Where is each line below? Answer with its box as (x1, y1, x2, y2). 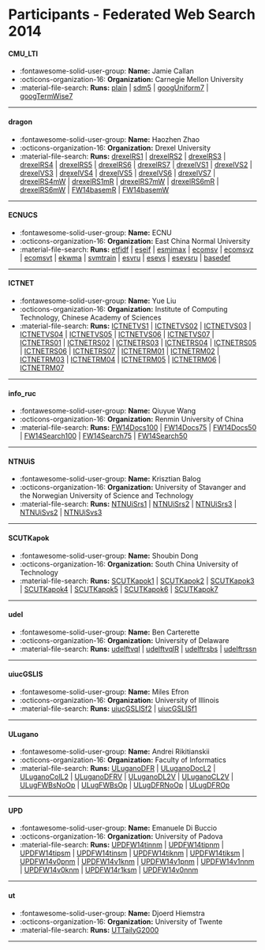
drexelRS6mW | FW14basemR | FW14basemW (19, 185, 170, 194)
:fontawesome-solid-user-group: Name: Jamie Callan (19, 66, 195, 76)
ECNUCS (8, 211, 38, 220)
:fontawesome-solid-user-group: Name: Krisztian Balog (19, 474, 201, 484)
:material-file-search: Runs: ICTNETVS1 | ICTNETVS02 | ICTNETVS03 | (19, 321, 252, 331)
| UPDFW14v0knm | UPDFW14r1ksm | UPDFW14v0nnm (19, 866, 199, 875)
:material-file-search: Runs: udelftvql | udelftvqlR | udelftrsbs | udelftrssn (19, 644, 257, 653)
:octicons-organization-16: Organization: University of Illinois (19, 696, 219, 705)
